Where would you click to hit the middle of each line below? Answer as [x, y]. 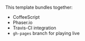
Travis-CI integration [34, 28]
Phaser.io [23, 23]
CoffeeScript [26, 17]
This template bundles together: [39, 7]
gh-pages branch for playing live [46, 33]
